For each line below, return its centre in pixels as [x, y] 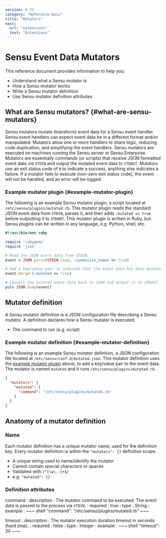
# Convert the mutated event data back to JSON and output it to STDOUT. [83, 283]
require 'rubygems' [25, 242]
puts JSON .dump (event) [28, 287]
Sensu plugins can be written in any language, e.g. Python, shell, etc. [75, 224]
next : [11, 24]
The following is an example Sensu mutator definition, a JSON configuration [82, 353]
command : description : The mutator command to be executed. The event [81, 500]
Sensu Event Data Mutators [62, 57]
